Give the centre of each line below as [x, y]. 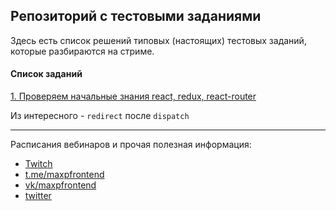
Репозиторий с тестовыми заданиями [136, 16]
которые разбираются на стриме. [82, 51]
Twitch [38, 164]
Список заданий [46, 74]
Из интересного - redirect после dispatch [100, 116]
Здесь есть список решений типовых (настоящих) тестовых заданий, [158, 40]
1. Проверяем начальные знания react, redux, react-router [133, 96]
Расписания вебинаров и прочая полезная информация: [131, 145]
